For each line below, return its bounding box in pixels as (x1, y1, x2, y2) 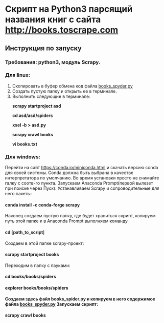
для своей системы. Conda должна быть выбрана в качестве (5, 170, 134, 176)
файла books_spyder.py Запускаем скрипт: (5, 301, 98, 307)
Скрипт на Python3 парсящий (5, 3, 133, 15)
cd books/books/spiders (5, 274, 56, 280)
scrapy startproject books (5, 252, 59, 258)
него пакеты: (5, 191, 32, 197)
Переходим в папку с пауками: (5, 262, 70, 268)
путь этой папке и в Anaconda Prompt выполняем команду (5, 218, 128, 224)
